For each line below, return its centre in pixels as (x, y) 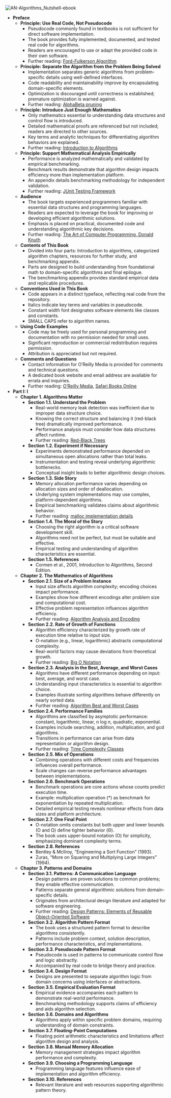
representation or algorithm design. (73, 743)
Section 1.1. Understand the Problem (67, 402)
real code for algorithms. (54, 45)
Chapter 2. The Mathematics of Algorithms (66, 576)
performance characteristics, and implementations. (89, 944)
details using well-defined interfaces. (84, 77)
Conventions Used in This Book (54, 289)
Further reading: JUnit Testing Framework (72, 191)
